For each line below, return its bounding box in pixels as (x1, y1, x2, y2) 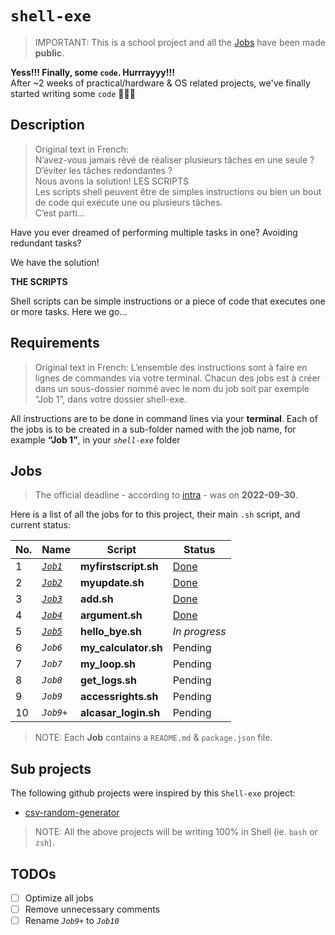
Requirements (10, 335, 100, 352)
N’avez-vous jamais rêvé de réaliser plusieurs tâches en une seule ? (34, 153, 315, 166)
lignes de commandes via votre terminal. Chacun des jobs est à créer (34, 372, 321, 384)
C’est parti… (34, 207, 85, 219)
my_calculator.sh (79, 641, 163, 655)
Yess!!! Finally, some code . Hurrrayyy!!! (10, 66, 175, 78)
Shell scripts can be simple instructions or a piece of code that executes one (10, 295, 326, 307)
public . (34, 47, 65, 59)
